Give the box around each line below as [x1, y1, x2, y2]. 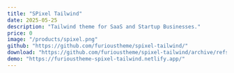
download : [7, 49, 36, 56]
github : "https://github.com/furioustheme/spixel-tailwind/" [7, 42, 189, 49]
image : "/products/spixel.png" [7, 36, 98, 43]
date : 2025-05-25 [7, 17, 58, 24]
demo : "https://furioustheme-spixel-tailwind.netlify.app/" [7, 56, 186, 63]
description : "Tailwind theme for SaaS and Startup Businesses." [7, 23, 201, 30]
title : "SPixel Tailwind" [7, 10, 82, 17]
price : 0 [7, 29, 33, 37]
